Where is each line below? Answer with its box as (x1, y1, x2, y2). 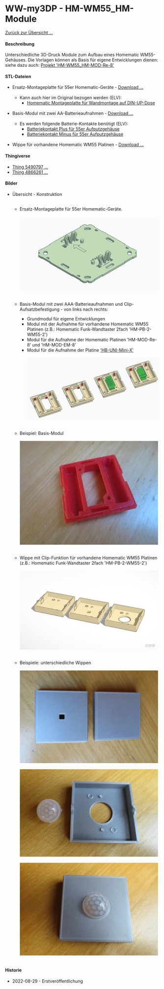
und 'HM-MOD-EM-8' (32, 342, 77, 347)
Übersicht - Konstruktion (12, 191, 62, 197)
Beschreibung (5, 41, 34, 47)
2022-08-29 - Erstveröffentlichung (12, 978, 83, 984)
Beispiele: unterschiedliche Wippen (19, 660, 91, 666)
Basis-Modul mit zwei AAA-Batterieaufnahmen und (19, 301, 123, 307)
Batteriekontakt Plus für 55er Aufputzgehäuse (27, 126, 120, 132)
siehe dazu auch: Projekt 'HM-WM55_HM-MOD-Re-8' (5, 62, 114, 68)
